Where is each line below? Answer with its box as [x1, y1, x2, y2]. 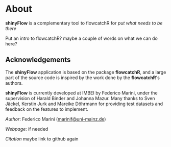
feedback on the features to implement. [5, 106, 88, 112]
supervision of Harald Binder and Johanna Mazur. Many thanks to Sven [5, 95, 155, 101]
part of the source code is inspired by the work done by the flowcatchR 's [5, 75, 160, 81]
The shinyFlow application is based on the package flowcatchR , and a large [5, 69, 166, 75]
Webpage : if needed [5, 126, 48, 132]
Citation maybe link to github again [5, 136, 79, 142]
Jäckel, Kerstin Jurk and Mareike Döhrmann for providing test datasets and [5, 101, 163, 107]
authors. [5, 80, 23, 86]
